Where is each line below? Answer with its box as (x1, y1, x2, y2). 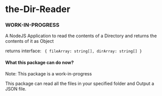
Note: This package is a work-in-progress (5, 70, 92, 76)
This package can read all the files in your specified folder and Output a (5, 80, 154, 86)
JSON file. (5, 85, 27, 91)
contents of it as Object (5, 38, 54, 44)
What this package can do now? (5, 59, 74, 66)
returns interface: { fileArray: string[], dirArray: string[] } (5, 48, 142, 54)
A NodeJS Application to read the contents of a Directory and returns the (5, 33, 157, 39)
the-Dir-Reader (5, 4, 71, 15)
